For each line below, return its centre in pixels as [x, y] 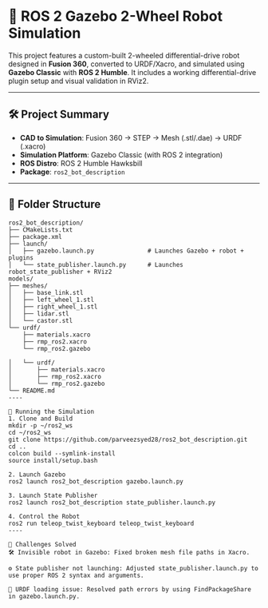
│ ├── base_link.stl [46, 292]
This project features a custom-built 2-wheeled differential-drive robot [124, 55]
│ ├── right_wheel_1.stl [53, 307]
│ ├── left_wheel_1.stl [51, 300]
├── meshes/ [28, 286]
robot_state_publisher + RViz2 [60, 272]
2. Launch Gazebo [37, 475]
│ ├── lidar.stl [39, 314]
